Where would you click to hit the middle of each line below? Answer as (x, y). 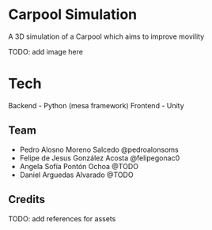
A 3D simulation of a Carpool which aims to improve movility (106, 36)
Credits (27, 200)
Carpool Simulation (72, 15)
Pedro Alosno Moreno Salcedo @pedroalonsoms (99, 149)
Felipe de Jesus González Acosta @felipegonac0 (100, 158)
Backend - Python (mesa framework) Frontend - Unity (96, 105)
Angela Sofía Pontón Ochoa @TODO (79, 166)
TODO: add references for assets (62, 218)
